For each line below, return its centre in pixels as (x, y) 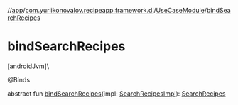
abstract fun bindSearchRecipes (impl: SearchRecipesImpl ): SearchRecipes (117, 93)
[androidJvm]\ (28, 66)
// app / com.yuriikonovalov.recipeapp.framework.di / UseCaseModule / (107, 10)
